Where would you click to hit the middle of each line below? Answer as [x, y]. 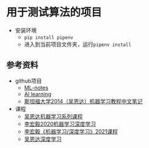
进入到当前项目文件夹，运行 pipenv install [78, 44]
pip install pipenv [49, 37]
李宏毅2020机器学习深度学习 [60, 124]
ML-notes [36, 88]
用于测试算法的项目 [54, 12]
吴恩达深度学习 [43, 139]
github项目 [28, 81]
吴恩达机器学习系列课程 [53, 116]
